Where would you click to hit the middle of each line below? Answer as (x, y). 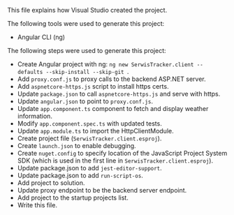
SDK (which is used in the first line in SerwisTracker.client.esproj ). (115, 161)
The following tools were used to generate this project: (86, 23)
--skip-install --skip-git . (87, 72)
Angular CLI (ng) (41, 37)
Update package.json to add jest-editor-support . (89, 168)
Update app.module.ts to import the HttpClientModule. (95, 131)
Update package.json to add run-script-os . (80, 175)
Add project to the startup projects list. (73, 198)
